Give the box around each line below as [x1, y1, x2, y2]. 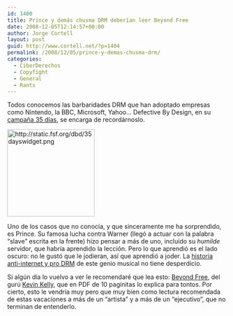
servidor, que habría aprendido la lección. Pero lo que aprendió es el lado [7, 245, 218, 253]
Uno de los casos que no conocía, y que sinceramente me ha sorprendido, [7, 223, 222, 231]
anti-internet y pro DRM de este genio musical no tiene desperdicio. [7, 259, 202, 268]
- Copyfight [13, 68, 49, 75]
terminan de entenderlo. [7, 303, 77, 311]
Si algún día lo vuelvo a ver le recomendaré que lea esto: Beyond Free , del [7, 273, 220, 281]
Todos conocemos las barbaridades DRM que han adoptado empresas [7, 100, 211, 109]
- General [13, 75, 42, 82]
